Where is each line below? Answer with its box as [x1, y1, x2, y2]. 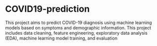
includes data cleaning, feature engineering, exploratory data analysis [5, 30, 148, 36]
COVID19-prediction [5, 3, 90, 15]
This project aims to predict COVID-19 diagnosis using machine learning [5, 20, 152, 25]
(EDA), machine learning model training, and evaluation [5, 35, 118, 41]
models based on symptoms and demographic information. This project [5, 24, 152, 30]
